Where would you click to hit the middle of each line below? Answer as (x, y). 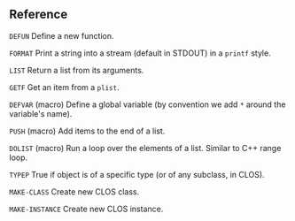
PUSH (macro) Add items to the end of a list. (87, 131)
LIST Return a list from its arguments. (77, 70)
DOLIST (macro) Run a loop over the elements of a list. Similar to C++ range (145, 148)
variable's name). (41, 113)
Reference (39, 15)
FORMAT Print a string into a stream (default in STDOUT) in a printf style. (140, 53)
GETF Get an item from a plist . (64, 87)
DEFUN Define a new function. (62, 35)
